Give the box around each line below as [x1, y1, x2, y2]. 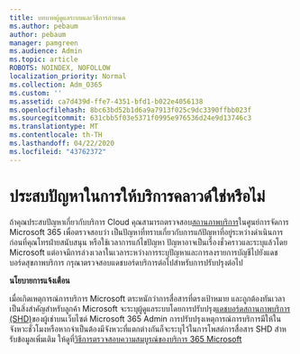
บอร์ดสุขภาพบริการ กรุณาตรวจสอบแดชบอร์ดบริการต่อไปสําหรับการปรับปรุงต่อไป [9, 257, 243, 268]
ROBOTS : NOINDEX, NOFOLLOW [9, 64, 111, 73]
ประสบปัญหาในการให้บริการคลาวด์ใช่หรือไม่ [9, 186, 266, 206]
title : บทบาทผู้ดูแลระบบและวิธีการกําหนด [9, 13, 126, 23]
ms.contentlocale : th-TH [9, 131, 103, 140]
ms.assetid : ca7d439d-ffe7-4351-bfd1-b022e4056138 [9, 96, 204, 106]
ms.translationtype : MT [9, 123, 99, 132]
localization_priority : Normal [9, 72, 127, 81]
